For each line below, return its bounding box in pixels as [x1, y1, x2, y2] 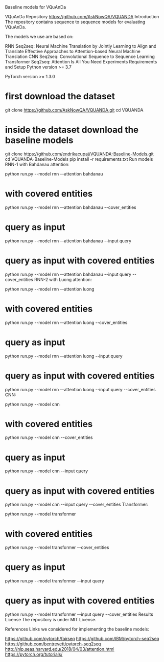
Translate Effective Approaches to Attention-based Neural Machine [5, 49, 141, 54]
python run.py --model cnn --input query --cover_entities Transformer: [5, 501, 148, 508]
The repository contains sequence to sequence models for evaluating [5, 19, 145, 25]
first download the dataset [5, 91, 115, 102]
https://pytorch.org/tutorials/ [5, 651, 63, 658]
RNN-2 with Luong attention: [34, 276, 92, 282]
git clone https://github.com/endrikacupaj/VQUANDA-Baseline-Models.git [5, 151, 154, 157]
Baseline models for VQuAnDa [5, 4, 66, 10]
